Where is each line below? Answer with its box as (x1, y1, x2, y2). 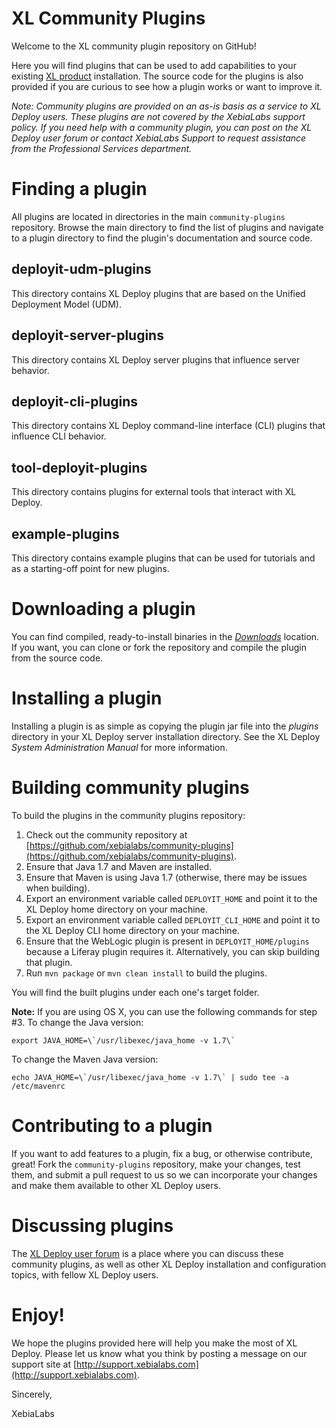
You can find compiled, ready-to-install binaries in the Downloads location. (11, 630, 320, 642)
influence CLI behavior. (11, 430, 107, 442)
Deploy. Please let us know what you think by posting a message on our (11, 1347, 308, 1359)
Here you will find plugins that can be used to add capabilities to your (11, 59, 297, 71)
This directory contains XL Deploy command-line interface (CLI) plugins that (11, 420, 326, 432)
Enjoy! (11, 1303, 66, 1326)
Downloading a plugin (11, 598, 196, 621)
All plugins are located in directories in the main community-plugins (11, 210, 286, 222)
